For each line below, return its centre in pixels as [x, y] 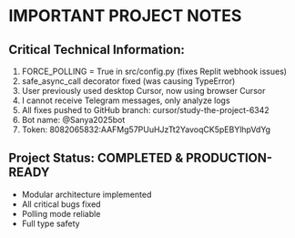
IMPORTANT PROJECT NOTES [125, 16]
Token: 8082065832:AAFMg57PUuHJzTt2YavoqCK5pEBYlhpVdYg [146, 129]
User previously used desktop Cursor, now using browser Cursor [143, 91]
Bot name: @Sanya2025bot [73, 120]
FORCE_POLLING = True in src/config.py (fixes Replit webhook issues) [154, 71]
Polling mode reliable [61, 213]
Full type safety [51, 223]
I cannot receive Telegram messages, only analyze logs [126, 100]
